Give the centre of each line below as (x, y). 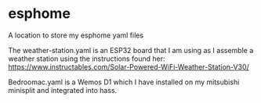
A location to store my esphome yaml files (76, 35)
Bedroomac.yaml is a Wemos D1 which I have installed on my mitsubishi (124, 82)
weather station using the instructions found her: (87, 59)
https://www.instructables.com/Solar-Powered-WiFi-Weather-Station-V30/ (129, 66)
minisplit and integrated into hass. (63, 90)
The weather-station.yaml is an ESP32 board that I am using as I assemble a (131, 50)
